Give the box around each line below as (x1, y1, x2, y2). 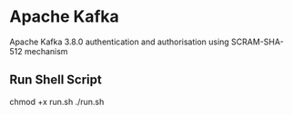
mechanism (24, 45, 68, 56)
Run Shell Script (9, 72, 102, 88)
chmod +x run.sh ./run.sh (9, 96, 105, 107)
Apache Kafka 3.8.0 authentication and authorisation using (9, 36, 229, 47)
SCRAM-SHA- (230, 36, 284, 47)
